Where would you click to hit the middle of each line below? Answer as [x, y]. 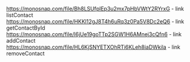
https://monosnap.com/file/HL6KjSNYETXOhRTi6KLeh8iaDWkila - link [93, 47]
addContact [21, 41]
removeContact [26, 53]
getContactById [26, 28]
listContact [20, 15]
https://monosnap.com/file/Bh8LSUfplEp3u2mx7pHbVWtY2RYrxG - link [95, 9]
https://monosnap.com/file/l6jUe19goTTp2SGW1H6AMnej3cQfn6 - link [94, 34]
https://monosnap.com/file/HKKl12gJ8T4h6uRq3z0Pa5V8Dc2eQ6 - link [95, 21]
